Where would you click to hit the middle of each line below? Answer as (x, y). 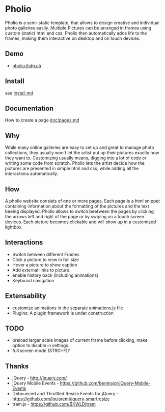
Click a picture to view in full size (45, 260)
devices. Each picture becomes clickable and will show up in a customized (81, 222)
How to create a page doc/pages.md (42, 120)
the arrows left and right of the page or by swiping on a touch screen (75, 217)
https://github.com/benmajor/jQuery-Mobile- (105, 383)
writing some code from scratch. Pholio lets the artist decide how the (75, 163)
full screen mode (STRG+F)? (41, 351)
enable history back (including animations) (55, 275)
